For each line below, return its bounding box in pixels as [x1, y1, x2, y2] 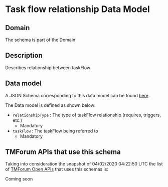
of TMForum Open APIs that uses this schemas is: [5, 166, 109, 172]
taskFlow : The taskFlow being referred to [12, 128, 99, 134]
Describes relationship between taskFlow [5, 64, 91, 71]
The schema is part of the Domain [5, 37, 76, 43]
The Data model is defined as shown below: [5, 102, 96, 108]
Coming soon [5, 176, 33, 182]
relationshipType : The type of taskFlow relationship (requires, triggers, [12, 112, 161, 118]
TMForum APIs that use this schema [5, 148, 121, 156]
